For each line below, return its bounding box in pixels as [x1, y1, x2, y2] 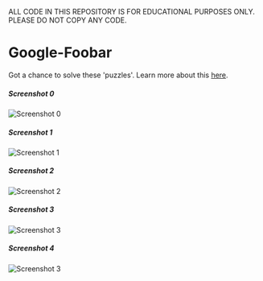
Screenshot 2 [8, 166, 55, 176]
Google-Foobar [8, 43, 113, 62]
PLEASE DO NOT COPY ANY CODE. [8, 15, 127, 25]
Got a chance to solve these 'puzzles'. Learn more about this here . [8, 70, 228, 80]
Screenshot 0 [8, 89, 55, 98]
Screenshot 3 [8, 205, 55, 214]
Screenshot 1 [8, 127, 53, 137]
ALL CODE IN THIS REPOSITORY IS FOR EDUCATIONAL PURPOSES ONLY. [8, 7, 256, 16]
